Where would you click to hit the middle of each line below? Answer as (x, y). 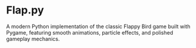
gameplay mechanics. (33, 39)
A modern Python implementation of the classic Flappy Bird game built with (98, 26)
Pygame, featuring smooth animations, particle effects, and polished (90, 32)
